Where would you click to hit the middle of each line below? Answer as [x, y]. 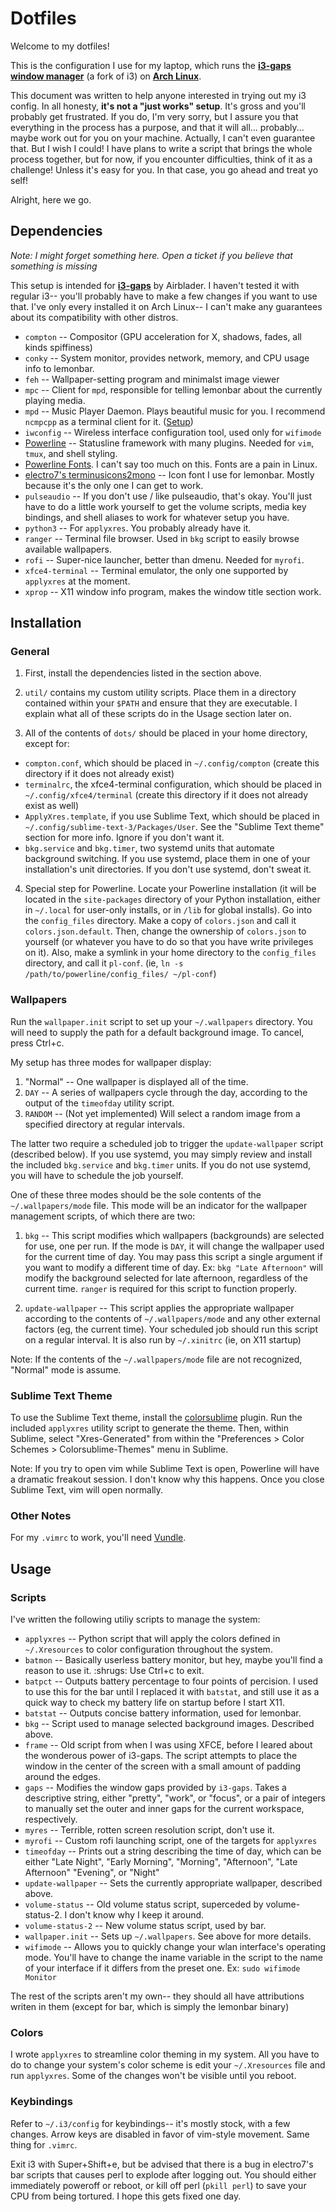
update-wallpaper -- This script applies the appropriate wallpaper [159, 1308]
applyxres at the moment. [77, 581]
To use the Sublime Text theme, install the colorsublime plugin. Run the [156, 1418]
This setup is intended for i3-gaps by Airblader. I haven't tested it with [155, 285]
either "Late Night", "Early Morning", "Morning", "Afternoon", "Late [161, 1862]
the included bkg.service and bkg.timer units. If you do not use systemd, [161, 1164]
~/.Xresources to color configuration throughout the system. [148, 1649]
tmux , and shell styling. [71, 453]
